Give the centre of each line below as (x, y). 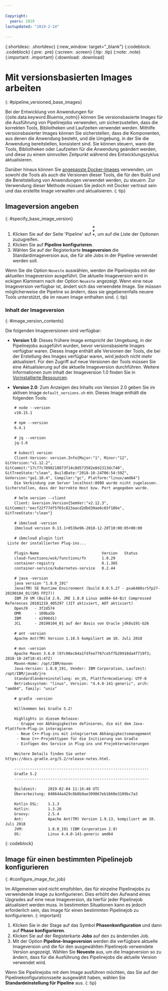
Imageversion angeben (42, 206)
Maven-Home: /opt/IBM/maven (43, 664)
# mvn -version (30, 649)
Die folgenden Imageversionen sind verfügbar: (53, 331)
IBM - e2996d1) (36, 619)
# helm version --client (40, 498)
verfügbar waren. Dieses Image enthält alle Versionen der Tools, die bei (86, 351)
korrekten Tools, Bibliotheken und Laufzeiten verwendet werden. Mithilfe (80, 128)
